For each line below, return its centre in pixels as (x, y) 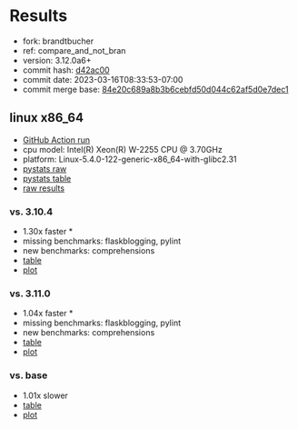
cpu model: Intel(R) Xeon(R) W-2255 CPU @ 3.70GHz (122, 149)
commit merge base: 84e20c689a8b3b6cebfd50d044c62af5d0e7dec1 (155, 89)
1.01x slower (45, 395)
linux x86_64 (47, 118)
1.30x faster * (48, 232)
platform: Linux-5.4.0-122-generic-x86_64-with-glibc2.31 (130, 159)
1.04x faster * (48, 314)
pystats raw (45, 168)
